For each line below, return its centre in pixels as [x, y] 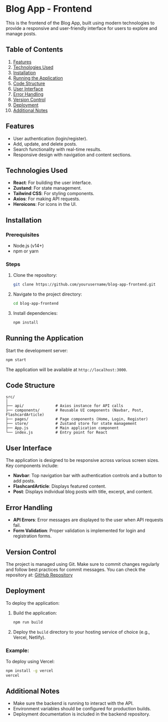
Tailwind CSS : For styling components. [54, 194]
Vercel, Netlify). [29, 637]
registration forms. [32, 536]
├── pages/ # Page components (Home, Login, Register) [77, 419]
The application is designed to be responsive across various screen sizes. [82, 460]
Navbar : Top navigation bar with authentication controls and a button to [88, 476]
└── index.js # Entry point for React [57, 432]
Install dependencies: [35, 313]
